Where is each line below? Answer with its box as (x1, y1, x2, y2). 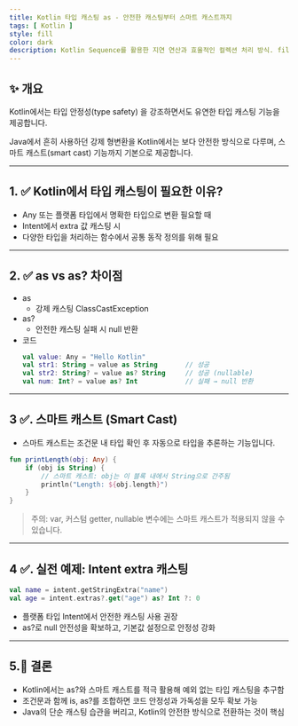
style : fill (9, 29, 53, 38)
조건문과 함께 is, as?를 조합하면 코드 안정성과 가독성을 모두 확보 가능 (21, 695, 259, 706)
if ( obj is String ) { (25, 463, 105, 472)
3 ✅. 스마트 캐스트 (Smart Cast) (9, 412, 178, 427)
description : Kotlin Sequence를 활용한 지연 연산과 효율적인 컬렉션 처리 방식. (9, 46, 274, 55)
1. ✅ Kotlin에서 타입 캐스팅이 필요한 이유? (9, 184, 223, 200)
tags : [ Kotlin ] (9, 21, 74, 30)
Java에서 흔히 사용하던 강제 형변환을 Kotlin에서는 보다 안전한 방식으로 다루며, (9, 136, 277, 146)
